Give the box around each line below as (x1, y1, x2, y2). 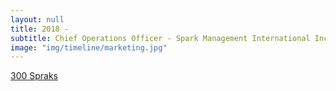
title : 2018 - (10, 24, 70, 34)
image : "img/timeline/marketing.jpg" (10, 42, 168, 53)
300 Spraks (10, 70, 59, 82)
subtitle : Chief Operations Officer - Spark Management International (10, 33, 311, 43)
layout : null (10, 14, 65, 25)
